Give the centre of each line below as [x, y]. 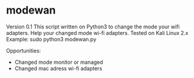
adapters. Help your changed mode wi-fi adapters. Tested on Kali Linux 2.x [97, 32]
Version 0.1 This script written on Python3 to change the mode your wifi [93, 27]
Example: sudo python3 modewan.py [51, 39]
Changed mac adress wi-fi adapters [58, 68]
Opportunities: [24, 50]
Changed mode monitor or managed [59, 62]
